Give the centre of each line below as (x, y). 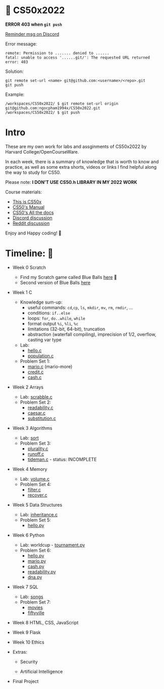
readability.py (42, 572)
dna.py (35, 577)
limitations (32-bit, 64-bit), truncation (66, 329)
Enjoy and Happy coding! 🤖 (33, 233)
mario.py (37, 561)
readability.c (40, 407)
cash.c (35, 377)
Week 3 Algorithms (32, 428)
